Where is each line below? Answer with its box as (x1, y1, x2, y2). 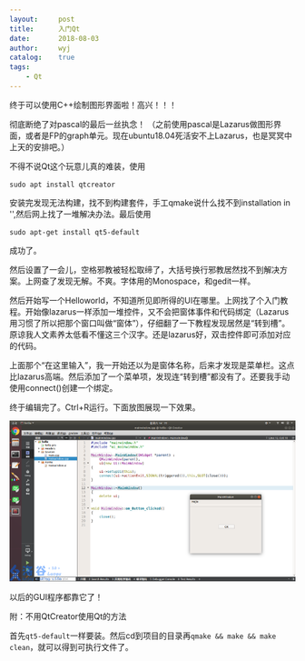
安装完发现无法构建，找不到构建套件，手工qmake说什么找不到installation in (9, 196, 290, 208)
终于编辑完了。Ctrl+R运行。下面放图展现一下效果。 (9, 401, 201, 413)
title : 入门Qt (9, 24, 81, 34)
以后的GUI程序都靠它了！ (9, 592, 103, 603)
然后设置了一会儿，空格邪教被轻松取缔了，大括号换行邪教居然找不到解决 (9, 264, 280, 275)
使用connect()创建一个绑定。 (9, 382, 118, 393)
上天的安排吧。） (9, 141, 70, 152)
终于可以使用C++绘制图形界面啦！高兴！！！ (9, 99, 177, 110)
